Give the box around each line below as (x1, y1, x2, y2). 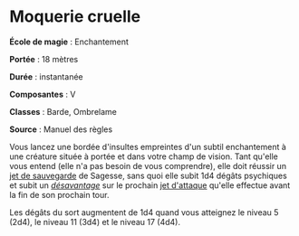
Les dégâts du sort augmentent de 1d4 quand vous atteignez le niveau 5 (9, 206, 279, 218)
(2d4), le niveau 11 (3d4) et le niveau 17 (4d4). (9, 216, 181, 227)
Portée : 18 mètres (9, 53, 79, 64)
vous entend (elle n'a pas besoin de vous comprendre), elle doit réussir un (9, 160, 287, 171)
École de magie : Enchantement (9, 36, 130, 47)
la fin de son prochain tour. (9, 189, 110, 200)
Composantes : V (9, 89, 76, 99)
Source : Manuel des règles (9, 124, 113, 135)
